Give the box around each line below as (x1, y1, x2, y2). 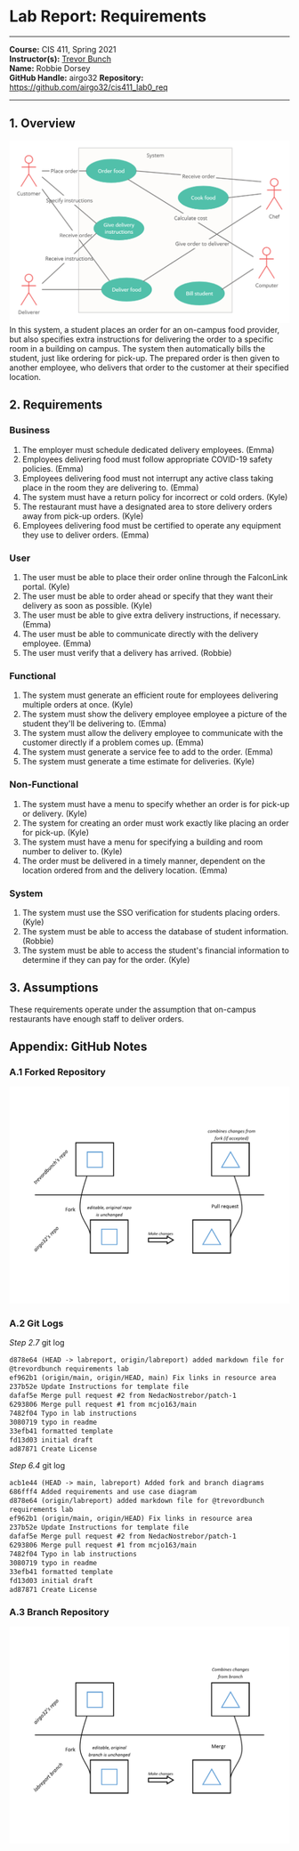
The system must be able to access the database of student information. (21, 925, 289, 936)
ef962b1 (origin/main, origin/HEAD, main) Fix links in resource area (9, 1373, 277, 1382)
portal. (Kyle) (21, 581, 70, 592)
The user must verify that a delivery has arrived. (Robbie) (21, 648, 232, 658)
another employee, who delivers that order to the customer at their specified (9, 362, 289, 373)
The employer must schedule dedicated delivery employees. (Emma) (21, 444, 275, 455)
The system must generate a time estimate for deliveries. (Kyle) (21, 756, 255, 767)
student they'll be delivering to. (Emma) (21, 718, 167, 729)
